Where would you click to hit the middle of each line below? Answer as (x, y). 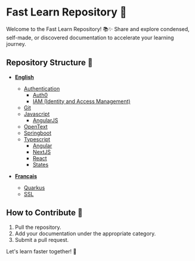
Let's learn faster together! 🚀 (41, 251)
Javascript (37, 114)
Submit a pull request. (42, 240)
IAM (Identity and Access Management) (81, 101)
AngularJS (45, 120)
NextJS (42, 152)
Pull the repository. (38, 227)
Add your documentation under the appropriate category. (85, 233)
